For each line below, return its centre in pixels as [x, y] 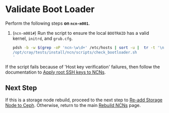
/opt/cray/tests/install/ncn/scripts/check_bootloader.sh [75, 52]
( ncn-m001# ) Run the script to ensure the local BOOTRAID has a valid [81, 33]
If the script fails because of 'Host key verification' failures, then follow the [83, 67]
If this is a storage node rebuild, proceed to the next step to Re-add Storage [84, 100]
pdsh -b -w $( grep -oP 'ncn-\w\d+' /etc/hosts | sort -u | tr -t [84, 47]
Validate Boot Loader [50, 9]
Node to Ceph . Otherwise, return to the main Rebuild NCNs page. [73, 105]
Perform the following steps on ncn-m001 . [47, 23]
